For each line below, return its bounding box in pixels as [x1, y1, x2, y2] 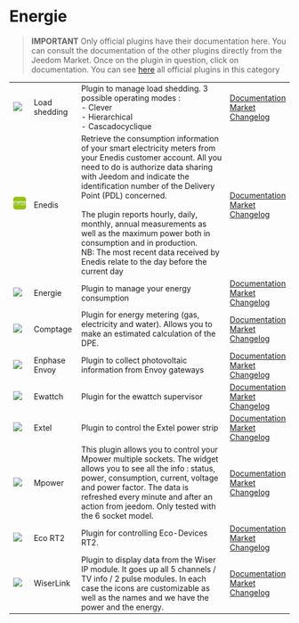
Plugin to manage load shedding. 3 [81, 83, 209, 94]
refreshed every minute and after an [81, 492, 214, 503]
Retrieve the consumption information [81, 133, 220, 143]
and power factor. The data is [81, 482, 190, 493]
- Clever [81, 102, 113, 112]
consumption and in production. [81, 237, 198, 248]
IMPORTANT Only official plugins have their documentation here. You [30, 36, 287, 46]
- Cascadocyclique [81, 120, 152, 131]
